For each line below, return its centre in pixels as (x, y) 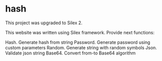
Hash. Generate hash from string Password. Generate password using (78, 42)
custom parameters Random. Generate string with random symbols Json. (81, 47)
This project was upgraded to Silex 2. (44, 23)
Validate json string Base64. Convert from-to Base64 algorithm (70, 53)
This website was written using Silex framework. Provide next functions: (80, 32)
